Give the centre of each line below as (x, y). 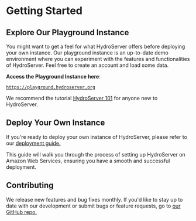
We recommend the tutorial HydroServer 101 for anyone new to (82, 98)
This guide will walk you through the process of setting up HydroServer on (96, 154)
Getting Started (44, 11)
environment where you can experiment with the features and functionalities (98, 59)
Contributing (30, 186)
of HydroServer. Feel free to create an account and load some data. (87, 65)
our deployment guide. (33, 143)
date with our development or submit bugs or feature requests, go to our (93, 206)
